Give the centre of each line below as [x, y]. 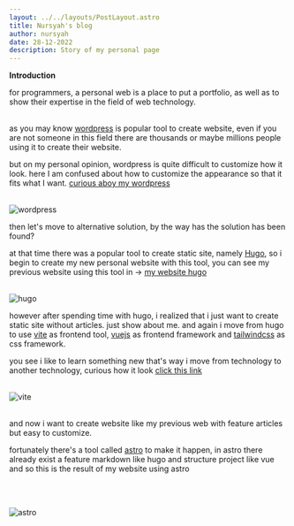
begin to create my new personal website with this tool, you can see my [139, 263]
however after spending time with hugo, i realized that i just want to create [144, 316]
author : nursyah [39, 34]
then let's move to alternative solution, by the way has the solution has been [147, 227]
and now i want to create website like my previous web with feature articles [146, 423]
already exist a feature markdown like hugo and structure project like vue [142, 460]
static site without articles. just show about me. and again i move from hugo [147, 325]
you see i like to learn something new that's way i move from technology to [145, 361]
